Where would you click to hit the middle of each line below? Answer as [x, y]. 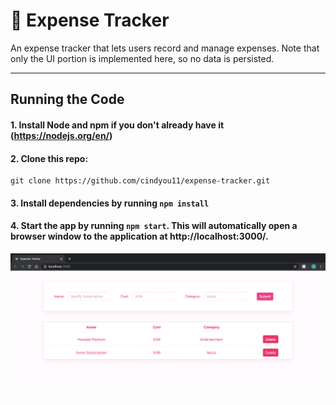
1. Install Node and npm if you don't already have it [117, 125]
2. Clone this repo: [49, 158]
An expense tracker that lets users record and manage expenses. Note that [165, 48]
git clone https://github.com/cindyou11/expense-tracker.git [140, 181]
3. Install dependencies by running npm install [110, 203]
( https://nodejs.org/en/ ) [61, 135]
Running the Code [67, 99]
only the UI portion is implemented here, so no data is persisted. [142, 58]
